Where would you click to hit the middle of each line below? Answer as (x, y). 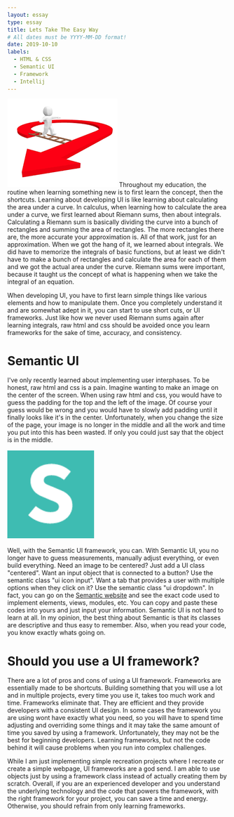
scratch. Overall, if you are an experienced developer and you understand (114, 784)
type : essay (25, 22)
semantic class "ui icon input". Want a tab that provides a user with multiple (116, 580)
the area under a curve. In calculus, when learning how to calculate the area (117, 207)
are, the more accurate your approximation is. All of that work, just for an (112, 237)
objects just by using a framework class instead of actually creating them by (117, 776)
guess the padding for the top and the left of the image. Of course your (110, 403)
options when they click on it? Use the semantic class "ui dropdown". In (110, 588)
